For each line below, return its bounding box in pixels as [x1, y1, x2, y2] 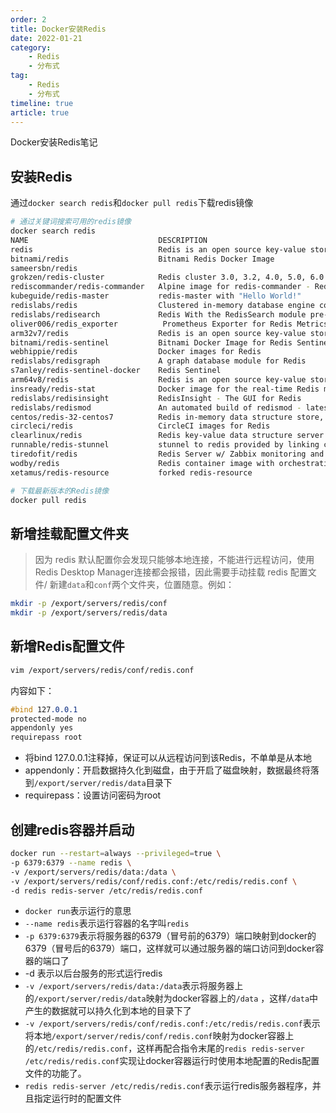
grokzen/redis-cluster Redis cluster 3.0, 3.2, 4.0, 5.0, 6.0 [10, 272, 325, 283]
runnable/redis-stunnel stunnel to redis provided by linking [10, 440, 320, 450]
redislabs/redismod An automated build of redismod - [10, 402, 302, 413]
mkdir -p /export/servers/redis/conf [10, 599, 168, 609]
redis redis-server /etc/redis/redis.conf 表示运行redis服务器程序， [24, 1080, 313, 1092]
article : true [10, 107, 70, 118]
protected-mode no [10, 714, 87, 724]
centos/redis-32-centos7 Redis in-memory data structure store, [10, 412, 325, 422]
